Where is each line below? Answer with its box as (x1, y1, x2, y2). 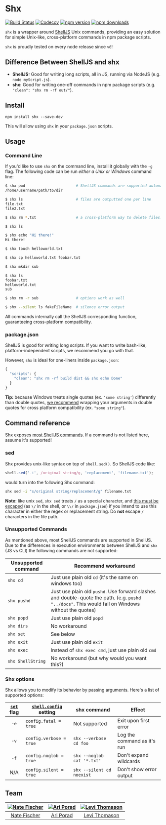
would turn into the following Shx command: (5, 479, 95, 485)
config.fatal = (25, 718, 61, 724)
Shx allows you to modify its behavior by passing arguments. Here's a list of (5, 687, 160, 693)
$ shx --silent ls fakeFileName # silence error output (5, 305, 125, 310)
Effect (130, 706, 145, 713)
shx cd (7, 577, 23, 583)
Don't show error (117, 766, 157, 773)
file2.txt (5, 206, 26, 211)
